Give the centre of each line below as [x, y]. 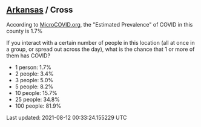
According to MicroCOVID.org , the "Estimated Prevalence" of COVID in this [100, 24]
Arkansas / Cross [40, 10]
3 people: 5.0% [34, 80]
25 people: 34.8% [38, 99]
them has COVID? [28, 55]
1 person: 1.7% [33, 67]
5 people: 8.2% [34, 86]
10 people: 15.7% [36, 93]
